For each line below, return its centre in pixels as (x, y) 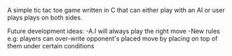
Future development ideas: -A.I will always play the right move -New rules (114, 31)
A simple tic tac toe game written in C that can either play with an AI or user (116, 10)
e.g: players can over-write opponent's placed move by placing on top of (112, 38)
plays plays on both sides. (45, 17)
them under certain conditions (51, 46)
